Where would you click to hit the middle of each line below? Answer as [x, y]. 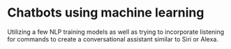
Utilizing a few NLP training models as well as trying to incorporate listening [116, 32]
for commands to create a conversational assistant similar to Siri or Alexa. [113, 39]
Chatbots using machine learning [106, 13]
